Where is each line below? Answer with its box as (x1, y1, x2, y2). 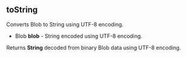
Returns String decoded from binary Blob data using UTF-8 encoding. (6, 44, 182, 51)
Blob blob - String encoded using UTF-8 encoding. (15, 32, 143, 40)
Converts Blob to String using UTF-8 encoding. (6, 20, 124, 28)
